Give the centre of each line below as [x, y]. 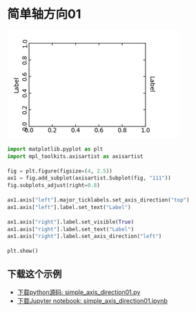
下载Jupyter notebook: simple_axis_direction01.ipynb [92, 300]
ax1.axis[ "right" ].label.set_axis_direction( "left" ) [85, 236]
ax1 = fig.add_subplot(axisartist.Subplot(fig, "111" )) [89, 178]
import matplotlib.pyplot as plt [55, 149]
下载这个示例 [35, 274]
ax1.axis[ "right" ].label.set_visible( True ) [71, 222]
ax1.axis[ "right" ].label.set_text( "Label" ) [71, 229]
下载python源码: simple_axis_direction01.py [79, 292]
